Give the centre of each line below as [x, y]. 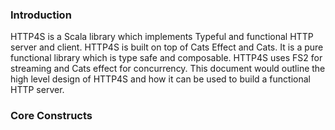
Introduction [41, 15]
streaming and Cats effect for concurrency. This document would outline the [168, 69]
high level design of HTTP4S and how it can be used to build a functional [160, 79]
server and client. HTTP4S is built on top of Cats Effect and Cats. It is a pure [167, 47]
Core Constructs [51, 116]
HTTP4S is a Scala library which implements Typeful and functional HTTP [162, 37]
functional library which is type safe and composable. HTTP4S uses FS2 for [166, 58]
